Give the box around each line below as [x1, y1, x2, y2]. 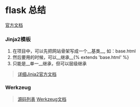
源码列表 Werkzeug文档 [17, 96, 67, 102]
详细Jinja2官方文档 [17, 71, 57, 77]
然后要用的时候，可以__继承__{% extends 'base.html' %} [12, 54, 129, 60]
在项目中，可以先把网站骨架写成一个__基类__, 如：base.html [12, 48, 136, 54]
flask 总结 [5, 4, 46, 16]
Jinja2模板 [5, 35, 31, 42]
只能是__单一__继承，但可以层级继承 [12, 60, 87, 66]
